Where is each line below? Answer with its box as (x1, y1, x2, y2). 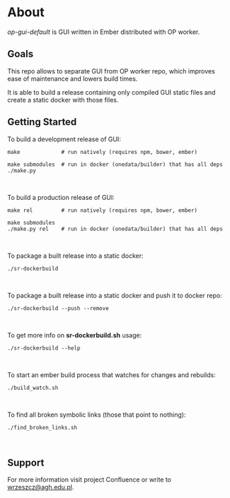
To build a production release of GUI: (7, 193, 115, 201)
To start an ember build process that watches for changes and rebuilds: (7, 370, 216, 379)
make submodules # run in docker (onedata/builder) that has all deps (7, 160, 223, 168)
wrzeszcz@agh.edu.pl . (7, 483, 74, 492)
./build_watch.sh (7, 384, 59, 391)
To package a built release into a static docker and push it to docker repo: (7, 291, 222, 300)
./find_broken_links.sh (7, 424, 78, 431)
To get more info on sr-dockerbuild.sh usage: (7, 331, 142, 339)
